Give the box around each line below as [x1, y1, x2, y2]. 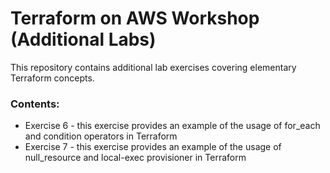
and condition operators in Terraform [24, 130, 178, 142]
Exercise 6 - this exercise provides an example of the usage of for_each [24, 120, 321, 132]
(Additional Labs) [10, 28, 157, 51]
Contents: [10, 97, 60, 111]
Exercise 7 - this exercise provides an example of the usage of [24, 141, 282, 153]
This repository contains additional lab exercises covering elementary [10, 61, 297, 73]
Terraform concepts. [10, 72, 95, 84]
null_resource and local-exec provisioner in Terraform [24, 152, 247, 164]
